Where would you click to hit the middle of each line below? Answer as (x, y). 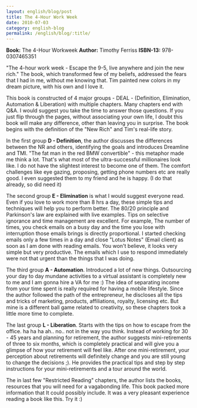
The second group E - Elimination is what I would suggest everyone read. (95, 196)
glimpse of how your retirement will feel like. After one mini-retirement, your (98, 350)
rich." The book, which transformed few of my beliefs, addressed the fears (96, 74)
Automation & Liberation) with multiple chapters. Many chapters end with (94, 104)
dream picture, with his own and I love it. (55, 87)
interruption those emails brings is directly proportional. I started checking (96, 234)
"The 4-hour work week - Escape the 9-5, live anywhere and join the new (95, 68)
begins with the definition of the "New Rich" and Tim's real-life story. (89, 130)
